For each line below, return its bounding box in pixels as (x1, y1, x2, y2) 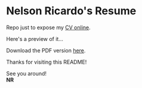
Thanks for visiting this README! (6, 58, 87, 65)
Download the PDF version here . (6, 46, 86, 54)
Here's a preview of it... (6, 35, 64, 42)
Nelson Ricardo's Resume (6, 4, 137, 18)
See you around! (6, 70, 47, 77)
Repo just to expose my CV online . (6, 24, 91, 31)
